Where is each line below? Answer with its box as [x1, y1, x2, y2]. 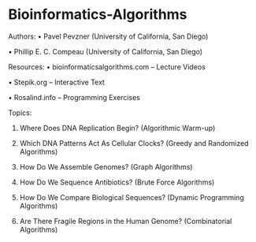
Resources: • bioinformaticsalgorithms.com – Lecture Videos [8, 61, 206, 72]
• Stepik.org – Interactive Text [8, 77, 105, 87]
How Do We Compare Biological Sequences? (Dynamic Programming [19, 192, 244, 202]
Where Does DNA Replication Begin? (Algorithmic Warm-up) [19, 123, 216, 132]
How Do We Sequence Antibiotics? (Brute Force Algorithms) [19, 177, 215, 187]
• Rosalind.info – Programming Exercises [8, 92, 140, 102]
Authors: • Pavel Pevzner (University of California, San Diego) [8, 32, 209, 41]
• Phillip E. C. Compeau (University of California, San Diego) [8, 47, 203, 56]
